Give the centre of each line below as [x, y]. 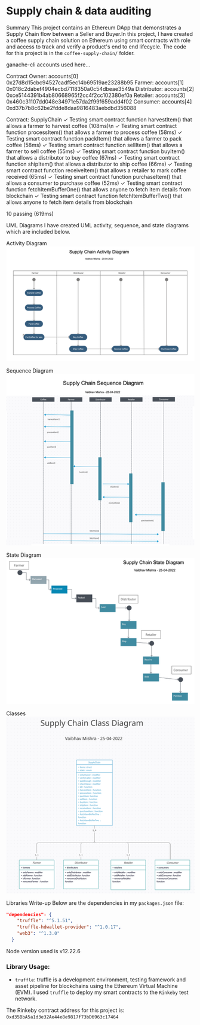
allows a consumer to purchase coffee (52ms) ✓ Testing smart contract [94, 183]
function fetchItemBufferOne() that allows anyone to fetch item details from [99, 189]
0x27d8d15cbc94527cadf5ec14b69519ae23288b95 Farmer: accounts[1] [95, 83]
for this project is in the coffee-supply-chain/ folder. [71, 53]
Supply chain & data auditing [79, 11]
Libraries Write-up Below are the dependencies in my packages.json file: [95, 903]
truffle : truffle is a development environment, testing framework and [100, 980]
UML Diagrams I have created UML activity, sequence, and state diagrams [98, 225]
